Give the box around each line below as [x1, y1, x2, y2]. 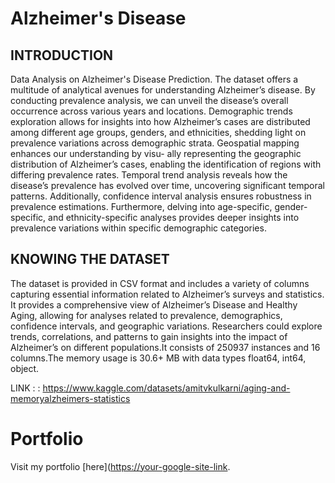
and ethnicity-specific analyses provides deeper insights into [48, 212, 300, 223]
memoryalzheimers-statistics [10, 392, 131, 404]
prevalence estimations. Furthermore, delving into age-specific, [10, 201, 273, 212]
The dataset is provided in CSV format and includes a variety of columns [10, 277, 310, 289]
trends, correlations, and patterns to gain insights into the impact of [10, 330, 288, 342]
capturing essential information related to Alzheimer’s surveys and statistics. [10, 288, 325, 300]
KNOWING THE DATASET [10, 251, 170, 268]
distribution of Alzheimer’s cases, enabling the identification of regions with [10, 158, 322, 170]
